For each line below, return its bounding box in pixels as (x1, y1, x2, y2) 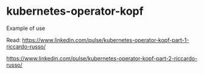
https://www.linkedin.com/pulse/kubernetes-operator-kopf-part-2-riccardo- (6, 54, 198, 62)
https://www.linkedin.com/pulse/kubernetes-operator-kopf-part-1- (22, 36, 189, 43)
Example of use (6, 24, 46, 32)
